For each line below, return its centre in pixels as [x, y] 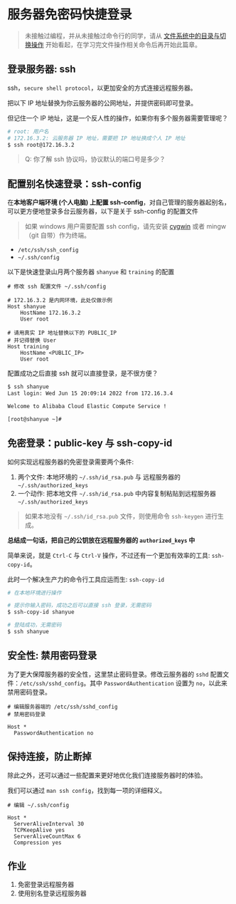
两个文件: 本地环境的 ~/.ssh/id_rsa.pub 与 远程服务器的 [99, 477]
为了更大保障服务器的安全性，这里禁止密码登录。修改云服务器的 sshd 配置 [115, 674]
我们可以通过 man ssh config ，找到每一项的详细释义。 [87, 790]
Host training [28, 347]
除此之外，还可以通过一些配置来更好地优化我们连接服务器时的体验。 [107, 775]
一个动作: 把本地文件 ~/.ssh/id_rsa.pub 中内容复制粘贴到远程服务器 [117, 493]
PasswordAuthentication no [54, 733]
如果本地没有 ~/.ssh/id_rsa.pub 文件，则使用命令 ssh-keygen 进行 [121, 516]
